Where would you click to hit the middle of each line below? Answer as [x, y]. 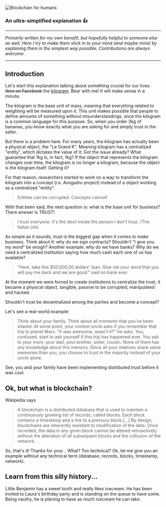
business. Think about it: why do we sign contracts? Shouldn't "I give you [80, 242]
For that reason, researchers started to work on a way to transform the [77, 177]
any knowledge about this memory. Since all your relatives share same [89, 348]
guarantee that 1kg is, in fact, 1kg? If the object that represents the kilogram [82, 157]
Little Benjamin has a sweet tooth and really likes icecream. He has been [79, 488]
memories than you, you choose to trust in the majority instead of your [89, 352]
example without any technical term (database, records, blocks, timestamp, [82, 456]
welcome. [15, 54]
